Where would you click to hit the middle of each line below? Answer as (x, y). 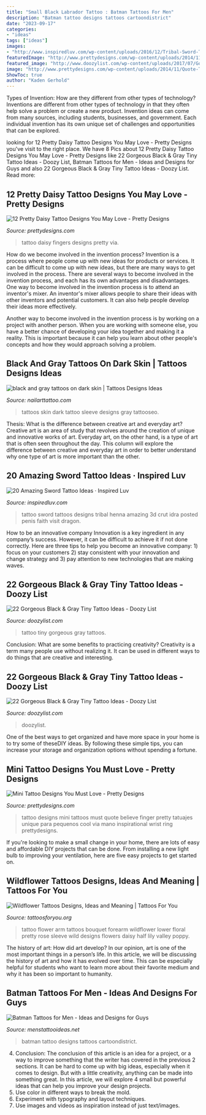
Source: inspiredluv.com (37, 502)
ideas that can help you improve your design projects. (83, 1086)
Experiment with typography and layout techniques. (80, 1098)
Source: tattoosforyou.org (39, 917)
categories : (21, 29)
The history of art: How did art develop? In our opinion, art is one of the (96, 947)
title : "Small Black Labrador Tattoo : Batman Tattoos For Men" (90, 12)
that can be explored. (33, 131)
